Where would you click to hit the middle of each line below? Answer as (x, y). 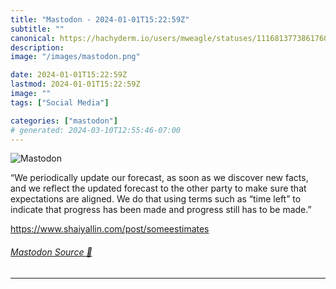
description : (37, 47)
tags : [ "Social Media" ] (60, 102)
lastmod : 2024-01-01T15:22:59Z (75, 84)
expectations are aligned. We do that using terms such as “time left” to (156, 199)
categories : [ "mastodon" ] (64, 121)
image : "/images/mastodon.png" (75, 57)
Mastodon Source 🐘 (51, 252)
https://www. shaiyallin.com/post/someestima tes (110, 229)
